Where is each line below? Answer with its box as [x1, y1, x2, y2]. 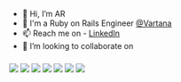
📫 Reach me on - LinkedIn [21, 28, 121, 38]
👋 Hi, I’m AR [21, 9, 66, 19]
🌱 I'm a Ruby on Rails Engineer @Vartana [21, 18, 172, 29]
